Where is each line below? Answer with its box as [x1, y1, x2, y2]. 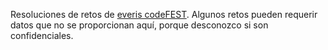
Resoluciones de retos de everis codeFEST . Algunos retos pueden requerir [10, 9, 318, 20]
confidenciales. [10, 30, 74, 41]
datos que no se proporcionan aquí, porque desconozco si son [10, 19, 269, 31]
